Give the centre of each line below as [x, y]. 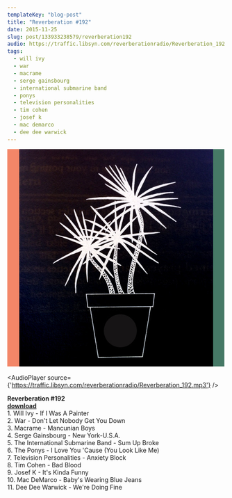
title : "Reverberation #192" [49, 22]
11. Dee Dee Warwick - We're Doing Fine [65, 487]
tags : [15, 51]
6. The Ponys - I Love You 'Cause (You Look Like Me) [83, 450]
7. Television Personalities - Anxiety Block [67, 457]
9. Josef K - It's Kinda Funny [48, 472]
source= [59, 377]
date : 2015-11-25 [32, 29]
